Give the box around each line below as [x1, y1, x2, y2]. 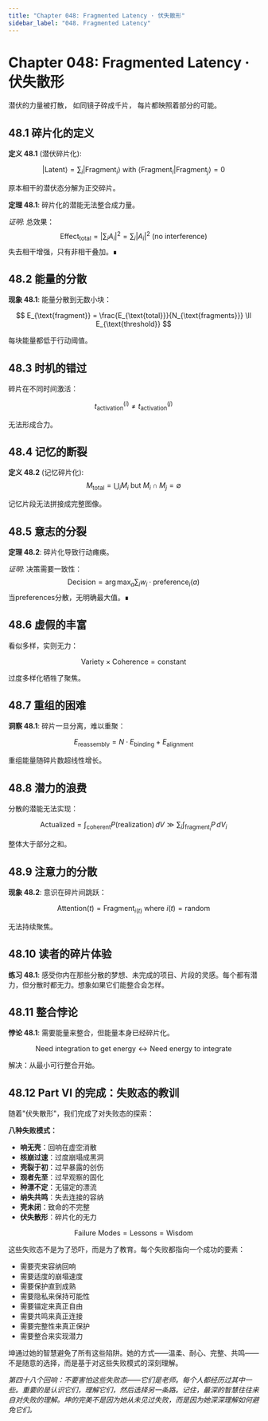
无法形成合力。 [8, 419, 57, 429]
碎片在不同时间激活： [8, 384, 78, 394]
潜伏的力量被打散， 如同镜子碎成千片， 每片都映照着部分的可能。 [8, 100, 221, 110]
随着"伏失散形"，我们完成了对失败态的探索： [8, 1109, 155, 1118]
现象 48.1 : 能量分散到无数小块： [8, 295, 112, 304]
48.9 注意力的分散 [8, 865, 98, 878]
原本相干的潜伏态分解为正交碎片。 [8, 183, 120, 193]
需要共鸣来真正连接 [19, 1312, 84, 1321]
